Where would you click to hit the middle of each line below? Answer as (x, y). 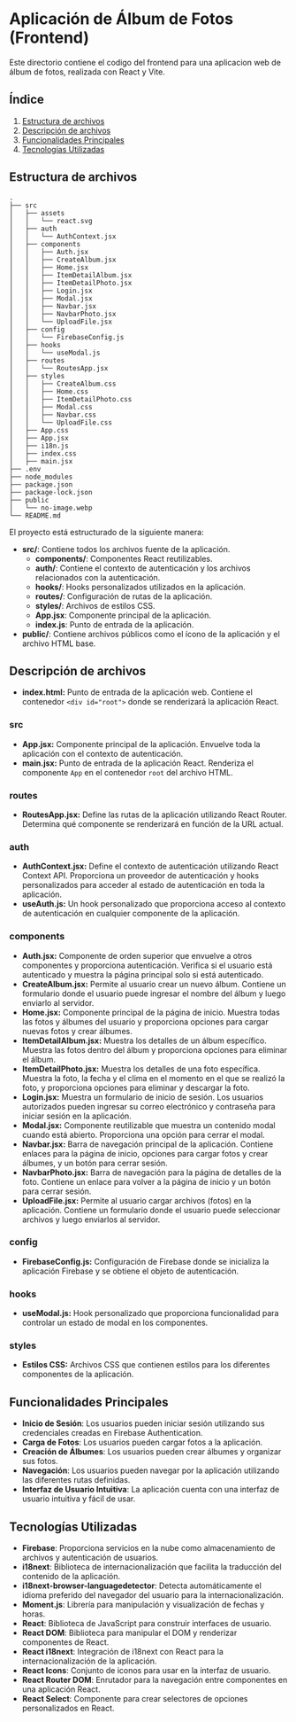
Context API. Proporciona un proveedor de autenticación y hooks (140, 876)
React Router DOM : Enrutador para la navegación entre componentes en (155, 1680)
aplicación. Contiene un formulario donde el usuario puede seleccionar (151, 1210)
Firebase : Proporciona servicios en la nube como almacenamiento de (148, 1548)
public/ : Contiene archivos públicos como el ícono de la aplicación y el (151, 634)
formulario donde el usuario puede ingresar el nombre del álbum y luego (154, 993)
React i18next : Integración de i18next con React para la (122, 1652)
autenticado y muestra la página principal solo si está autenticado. (143, 974)
